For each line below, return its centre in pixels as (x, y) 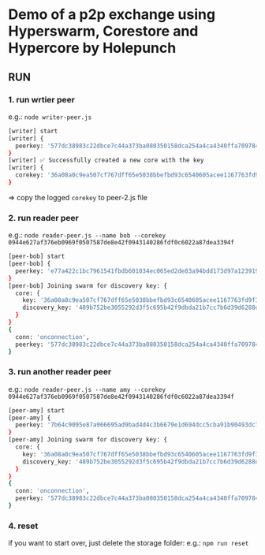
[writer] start (33, 131)
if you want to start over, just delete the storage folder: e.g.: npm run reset (129, 543)
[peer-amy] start (37, 410)
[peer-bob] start (37, 257)
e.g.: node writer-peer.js (50, 117)
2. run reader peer (43, 218)
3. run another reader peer (60, 372)
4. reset (23, 526)
